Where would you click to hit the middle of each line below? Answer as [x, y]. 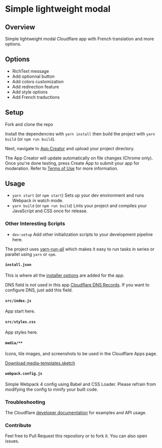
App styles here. [21, 332]
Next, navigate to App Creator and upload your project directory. [70, 148]
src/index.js [18, 301]
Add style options [30, 92]
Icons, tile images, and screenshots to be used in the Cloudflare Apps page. [81, 354]
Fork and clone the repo [29, 124]
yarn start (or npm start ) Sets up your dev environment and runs [78, 195]
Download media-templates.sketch [40, 363]
